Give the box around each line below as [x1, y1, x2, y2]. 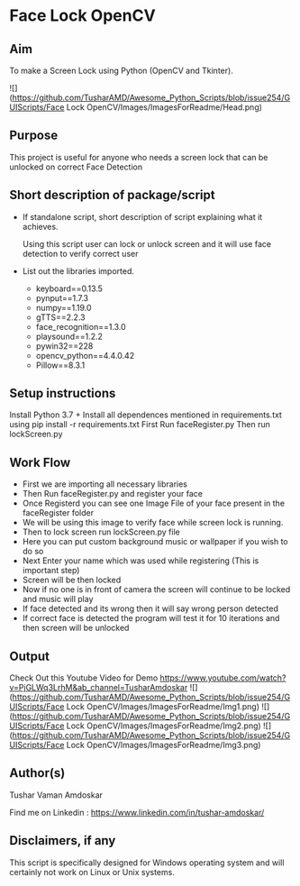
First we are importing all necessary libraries [22, 479, 187, 489]
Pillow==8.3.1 [35, 360, 86, 370]
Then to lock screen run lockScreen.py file [22, 526, 180, 537]
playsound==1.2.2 [35, 331, 104, 342]
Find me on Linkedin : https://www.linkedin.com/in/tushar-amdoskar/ [9, 807, 265, 817]
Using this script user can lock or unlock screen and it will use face [22, 238, 272, 249]
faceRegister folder [22, 507, 95, 518]
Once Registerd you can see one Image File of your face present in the [22, 498, 286, 509]
